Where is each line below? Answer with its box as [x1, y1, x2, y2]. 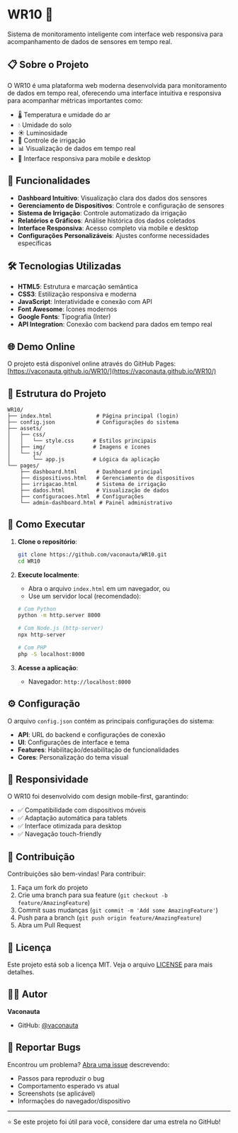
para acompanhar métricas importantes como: [7, 96, 143, 105]
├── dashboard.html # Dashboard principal [20, 468, 163, 475]
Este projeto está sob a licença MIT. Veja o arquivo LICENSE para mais [7, 960, 213, 969]
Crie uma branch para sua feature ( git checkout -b [17, 891, 168, 899]
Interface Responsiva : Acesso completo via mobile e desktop [17, 223, 199, 232]
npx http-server [17, 631, 66, 638]
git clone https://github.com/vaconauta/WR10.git [17, 551, 168, 558]
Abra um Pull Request [17, 921, 81, 930]
